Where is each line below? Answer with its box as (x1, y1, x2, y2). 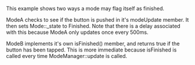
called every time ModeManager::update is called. (6, 53, 127, 59)
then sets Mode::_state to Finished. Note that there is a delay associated (6, 23, 181, 29)
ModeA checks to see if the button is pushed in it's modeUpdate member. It (6, 16, 189, 23)
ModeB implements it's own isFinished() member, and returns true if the (6, 40, 180, 47)
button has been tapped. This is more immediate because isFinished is (6, 46, 177, 53)
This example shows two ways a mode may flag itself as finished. (6, 5, 164, 12)
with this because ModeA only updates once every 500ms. (6, 29, 149, 36)
